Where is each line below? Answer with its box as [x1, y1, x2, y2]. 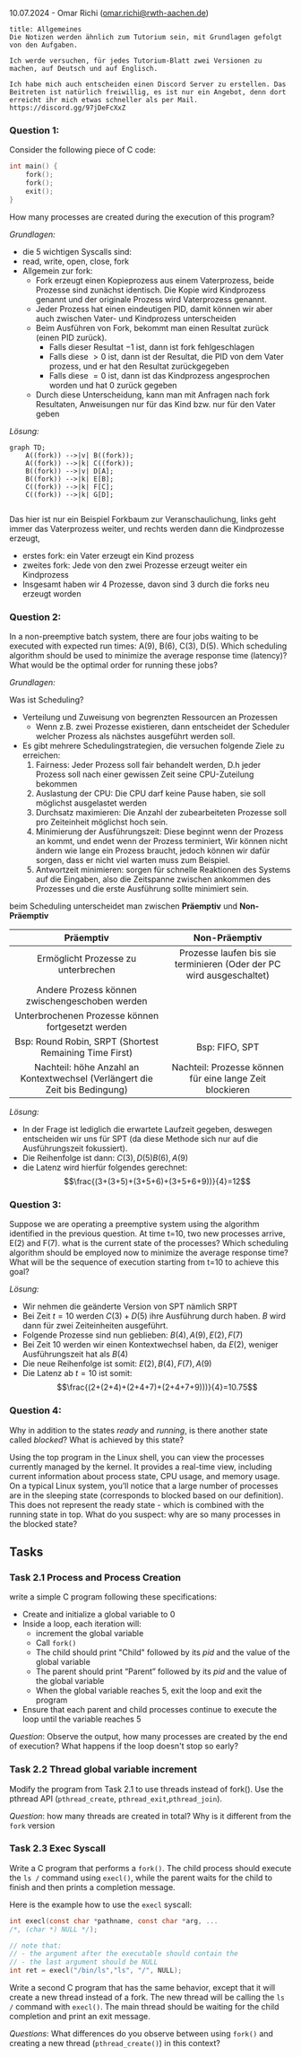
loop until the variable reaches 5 [21, 1713, 142, 1725]
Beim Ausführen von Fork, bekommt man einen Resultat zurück [35, 322, 269, 333]
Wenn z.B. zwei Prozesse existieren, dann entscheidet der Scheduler [35, 721, 290, 732]
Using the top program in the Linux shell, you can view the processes [9, 1451, 265, 1462]
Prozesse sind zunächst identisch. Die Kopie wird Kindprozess [35, 284, 266, 295]
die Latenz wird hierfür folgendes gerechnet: [21, 1162, 188, 1172]
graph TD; [9, 443, 47, 452]
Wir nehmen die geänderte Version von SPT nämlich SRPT [21, 1301, 238, 1312]
